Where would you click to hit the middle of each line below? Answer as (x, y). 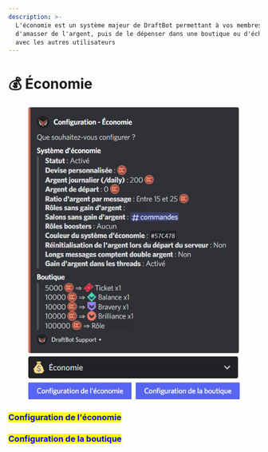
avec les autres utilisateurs (65, 42)
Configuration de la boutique (65, 438)
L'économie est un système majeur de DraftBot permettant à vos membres (139, 25)
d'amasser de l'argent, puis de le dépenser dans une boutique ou (128, 34)
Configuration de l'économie (65, 417)
